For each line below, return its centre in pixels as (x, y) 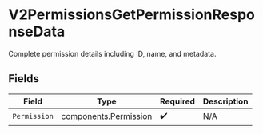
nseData (37, 32)
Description (225, 101)
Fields (24, 79)
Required (177, 101)
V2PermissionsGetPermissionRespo (132, 15)
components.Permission (107, 116)
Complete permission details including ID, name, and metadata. (112, 53)
